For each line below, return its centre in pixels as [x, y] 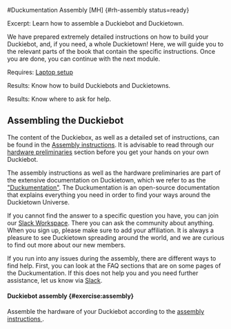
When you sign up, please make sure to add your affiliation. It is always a [111, 230]
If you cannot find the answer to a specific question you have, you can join [113, 215]
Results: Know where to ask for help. [59, 99]
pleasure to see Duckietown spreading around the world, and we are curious [116, 237]
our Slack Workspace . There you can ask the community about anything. [111, 223]
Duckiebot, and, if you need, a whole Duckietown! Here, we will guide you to [115, 44]
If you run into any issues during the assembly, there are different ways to [112, 258]
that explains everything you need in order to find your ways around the [109, 195]
